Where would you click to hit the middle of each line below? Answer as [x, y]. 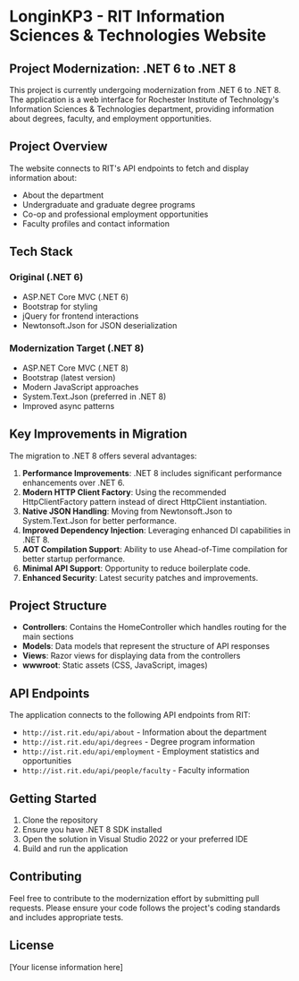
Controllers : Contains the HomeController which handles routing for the [154, 627]
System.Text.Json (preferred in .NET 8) [94, 397]
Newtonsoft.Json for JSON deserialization [100, 325]
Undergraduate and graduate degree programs [108, 204]
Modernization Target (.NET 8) [77, 348]
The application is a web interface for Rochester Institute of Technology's [144, 99]
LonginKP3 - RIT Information [117, 17]
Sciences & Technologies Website [138, 35]
